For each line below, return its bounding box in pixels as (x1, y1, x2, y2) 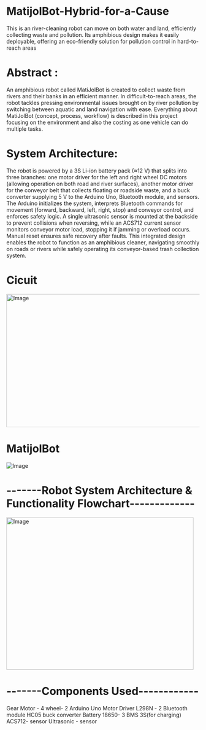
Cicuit (6, 273, 38, 287)
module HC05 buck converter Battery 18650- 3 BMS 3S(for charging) (6, 711, 182, 718)
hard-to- (177, 37, 199, 45)
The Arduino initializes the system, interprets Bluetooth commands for (6, 200, 183, 207)
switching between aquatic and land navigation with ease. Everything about (6, 106, 197, 113)
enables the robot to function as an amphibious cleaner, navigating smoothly (6, 238, 200, 246)
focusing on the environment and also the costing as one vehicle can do (6, 118, 189, 126)
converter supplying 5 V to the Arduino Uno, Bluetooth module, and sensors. (6, 193, 200, 200)
